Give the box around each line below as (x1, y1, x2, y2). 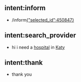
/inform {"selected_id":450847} (11, 17, 74, 23)
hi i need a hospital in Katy (11, 44, 65, 50)
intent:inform (4, 4, 46, 12)
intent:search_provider (4, 31, 76, 40)
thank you (11, 71, 32, 78)
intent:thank (4, 58, 43, 67)
